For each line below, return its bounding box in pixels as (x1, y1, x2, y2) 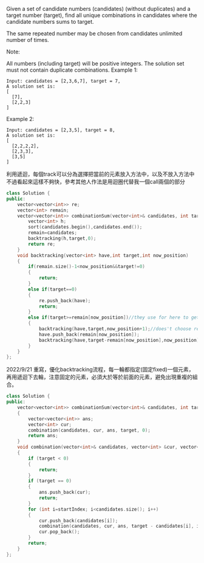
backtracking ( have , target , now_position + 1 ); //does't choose (38, 326, 191, 332)
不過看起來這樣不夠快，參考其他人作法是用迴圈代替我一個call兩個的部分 (6, 178, 185, 185)
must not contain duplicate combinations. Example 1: (6, 66, 138, 74)
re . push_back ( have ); (38, 297, 91, 303)
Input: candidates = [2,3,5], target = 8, (6, 127, 115, 133)
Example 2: (6, 116, 35, 122)
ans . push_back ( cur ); (38, 489, 91, 496)
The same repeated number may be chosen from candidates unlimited (6, 30, 183, 37)
